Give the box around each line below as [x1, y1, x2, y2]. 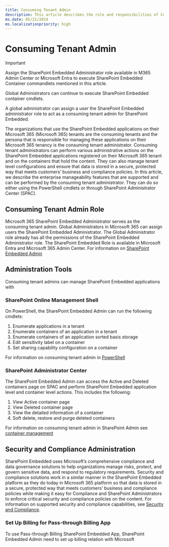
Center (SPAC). [5, 190, 37, 196]
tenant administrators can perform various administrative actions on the [5, 147, 154, 154]
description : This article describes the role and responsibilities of [5, 12, 158, 17]
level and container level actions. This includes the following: [5, 389, 131, 395]
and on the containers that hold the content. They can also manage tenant [5, 158, 159, 164]
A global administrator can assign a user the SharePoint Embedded [5, 106, 144, 112]
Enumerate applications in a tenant [12, 323, 84, 329]
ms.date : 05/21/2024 [5, 17, 49, 22]
